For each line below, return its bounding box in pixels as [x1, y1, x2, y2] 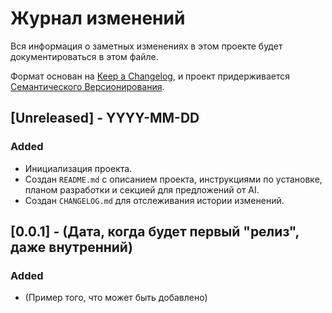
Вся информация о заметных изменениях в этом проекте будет [10, 40, 283, 52]
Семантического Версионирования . [10, 80, 165, 92]
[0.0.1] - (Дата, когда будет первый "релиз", [10, 223, 300, 241]
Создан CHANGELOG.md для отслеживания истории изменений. [24, 194, 285, 206]
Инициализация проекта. [24, 162, 133, 174]
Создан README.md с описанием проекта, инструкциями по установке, [24, 173, 323, 185]
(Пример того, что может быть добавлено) [24, 292, 208, 304]
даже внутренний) [10, 239, 133, 256]
